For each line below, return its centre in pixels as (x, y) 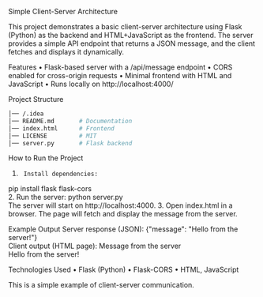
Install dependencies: (61, 174)
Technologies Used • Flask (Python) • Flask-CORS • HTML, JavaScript (124, 270)
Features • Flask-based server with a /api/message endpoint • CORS (120, 67)
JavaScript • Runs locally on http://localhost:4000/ (91, 84)
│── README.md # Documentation (70, 121)
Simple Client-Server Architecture (63, 11)
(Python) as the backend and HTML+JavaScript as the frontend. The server (131, 35)
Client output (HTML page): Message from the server (95, 246)
